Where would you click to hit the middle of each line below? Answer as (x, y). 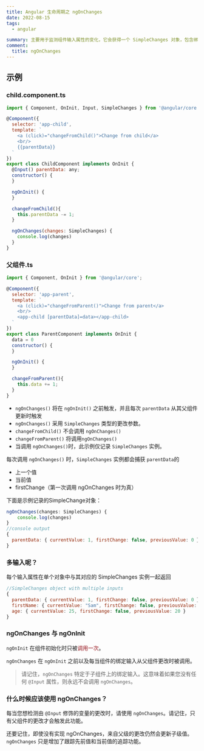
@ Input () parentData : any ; (46, 170)
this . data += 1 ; (38, 384)
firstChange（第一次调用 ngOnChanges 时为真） (76, 487)
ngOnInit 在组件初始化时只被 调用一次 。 (55, 648)
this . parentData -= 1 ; (46, 214)
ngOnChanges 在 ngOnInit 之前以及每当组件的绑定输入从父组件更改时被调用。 (101, 661)
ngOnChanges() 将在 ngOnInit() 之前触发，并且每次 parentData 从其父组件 (106, 408)
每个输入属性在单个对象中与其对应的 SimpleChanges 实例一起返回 (89, 577)
